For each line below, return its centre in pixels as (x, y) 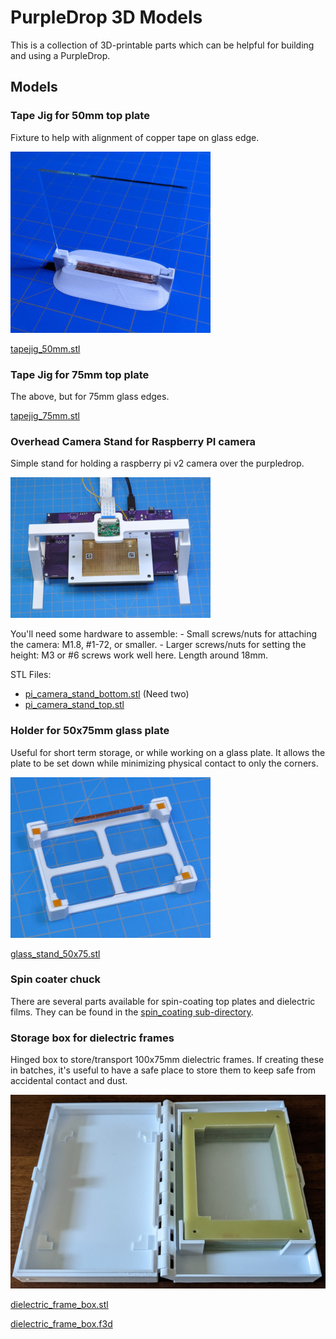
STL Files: (31, 675)
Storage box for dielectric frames (92, 1038)
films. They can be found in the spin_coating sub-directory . (132, 1012)
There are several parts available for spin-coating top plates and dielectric (163, 1001)
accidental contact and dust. (69, 1081)
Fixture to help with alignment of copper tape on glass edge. (135, 137)
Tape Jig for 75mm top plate (80, 374)
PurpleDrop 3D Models (106, 17)
